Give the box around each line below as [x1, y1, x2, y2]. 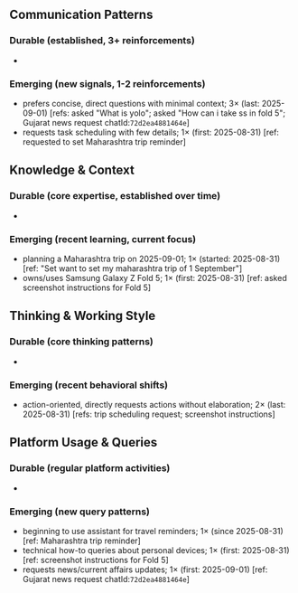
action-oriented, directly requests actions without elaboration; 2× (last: [22, 399, 286, 409]
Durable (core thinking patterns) [9, 335, 154, 348]
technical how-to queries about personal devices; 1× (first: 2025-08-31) [22, 544, 291, 555]
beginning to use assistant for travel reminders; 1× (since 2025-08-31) [22, 525, 284, 536]
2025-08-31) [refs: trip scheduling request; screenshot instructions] [22, 409, 275, 419]
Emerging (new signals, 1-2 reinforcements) [9, 77, 206, 89]
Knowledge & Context [9, 163, 135, 178]
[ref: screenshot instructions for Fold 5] [22, 554, 169, 565]
